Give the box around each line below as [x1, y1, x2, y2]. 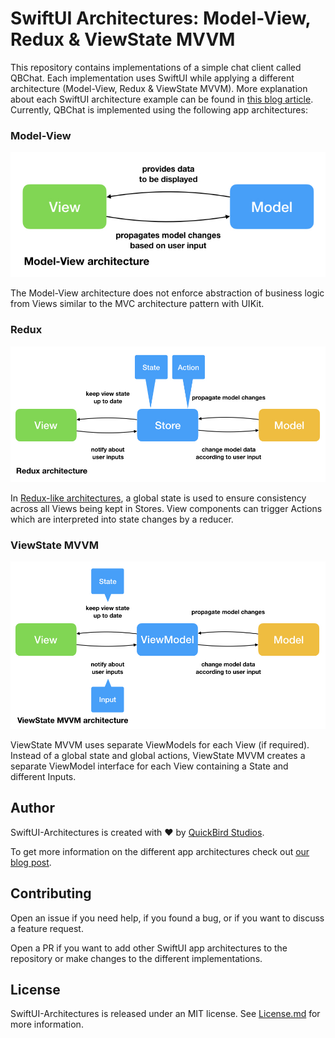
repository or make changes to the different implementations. [10, 952, 263, 964]
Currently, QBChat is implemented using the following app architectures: [10, 103, 308, 116]
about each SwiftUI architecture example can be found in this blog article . [10, 93, 314, 105]
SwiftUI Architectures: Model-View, [10, 7, 312, 30]
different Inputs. [10, 770, 77, 782]
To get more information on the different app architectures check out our [10, 845, 310, 857]
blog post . [10, 856, 52, 868]
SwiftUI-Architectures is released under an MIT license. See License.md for [10, 1008, 321, 1020]
